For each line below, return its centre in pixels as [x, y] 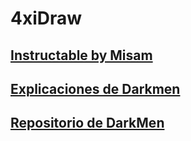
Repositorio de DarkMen [87, 123]
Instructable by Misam [81, 55]
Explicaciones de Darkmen [95, 88]
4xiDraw [46, 18]
